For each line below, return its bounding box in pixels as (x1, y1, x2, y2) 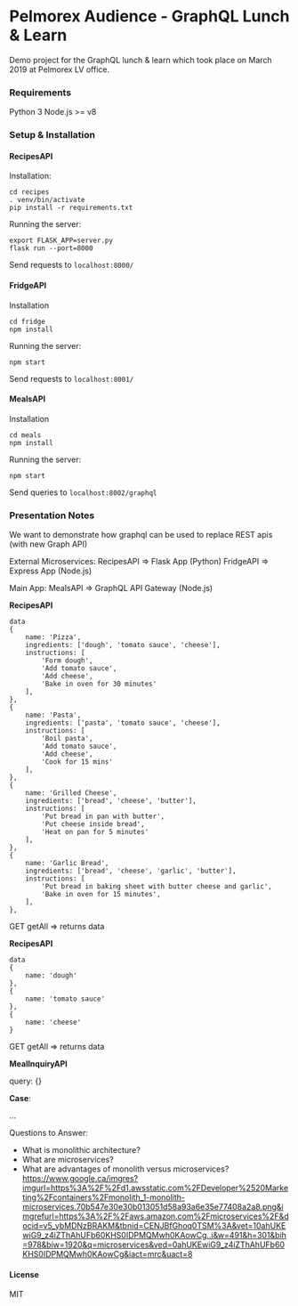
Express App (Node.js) (9, 565, 92, 576)
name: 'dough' (25, 971, 77, 980)
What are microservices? (21, 1155, 114, 1165)
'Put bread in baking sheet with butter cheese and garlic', (41, 882, 273, 891)
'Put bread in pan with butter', (41, 812, 165, 821)
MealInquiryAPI (9, 1059, 68, 1069)
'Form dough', (41, 656, 93, 665)
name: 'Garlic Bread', (25, 859, 109, 868)
